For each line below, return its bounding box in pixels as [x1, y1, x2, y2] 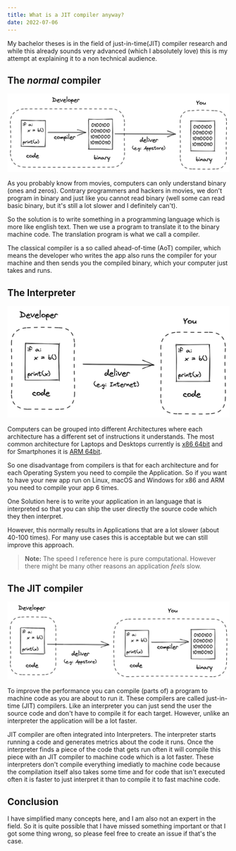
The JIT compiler [7, 582, 83, 594]
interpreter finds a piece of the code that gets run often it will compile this [7, 745, 221, 754]
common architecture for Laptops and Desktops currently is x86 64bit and [7, 440, 223, 448]
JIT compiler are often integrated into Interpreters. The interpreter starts [7, 730, 216, 739]
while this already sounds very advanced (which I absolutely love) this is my [7, 47, 228, 55]
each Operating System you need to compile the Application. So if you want [7, 469, 228, 477]
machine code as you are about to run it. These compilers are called [7, 694, 205, 703]
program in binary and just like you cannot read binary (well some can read [7, 194, 225, 202]
